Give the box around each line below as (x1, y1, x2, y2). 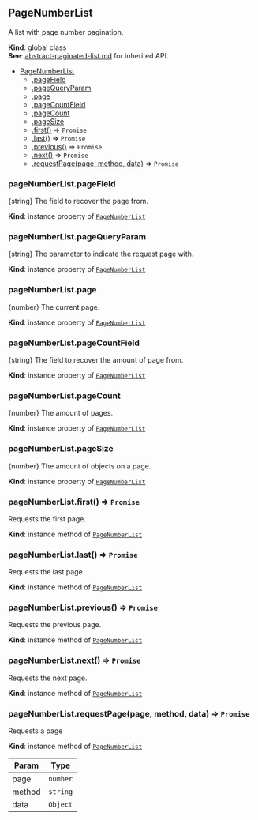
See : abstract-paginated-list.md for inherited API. (8, 51, 169, 60)
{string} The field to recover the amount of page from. (8, 355, 184, 364)
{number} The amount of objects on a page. (8, 461, 151, 471)
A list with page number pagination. (8, 27, 124, 36)
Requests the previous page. (8, 620, 102, 630)
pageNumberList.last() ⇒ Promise (8, 549, 138, 560)
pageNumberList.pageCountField (8, 337, 140, 348)
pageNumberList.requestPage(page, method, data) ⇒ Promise (8, 708, 250, 719)
